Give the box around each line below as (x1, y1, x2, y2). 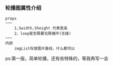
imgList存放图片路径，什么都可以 (14, 46, 75, 51)
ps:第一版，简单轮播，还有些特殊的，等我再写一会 (5, 55, 108, 61)
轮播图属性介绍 (5, 4, 42, 11)
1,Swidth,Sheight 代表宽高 (14, 26, 68, 31)
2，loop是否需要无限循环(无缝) (14, 31, 71, 36)
